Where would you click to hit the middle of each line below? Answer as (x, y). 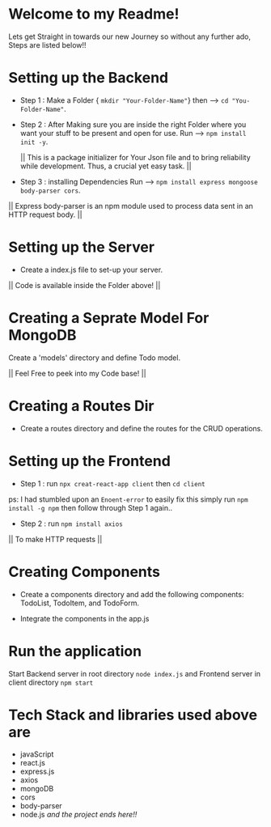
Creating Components (84, 572)
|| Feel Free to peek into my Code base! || (78, 373)
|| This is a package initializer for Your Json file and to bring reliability (135, 157)
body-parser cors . (50, 190)
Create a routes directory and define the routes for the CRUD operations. (141, 428)
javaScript (37, 754)
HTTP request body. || (45, 214)
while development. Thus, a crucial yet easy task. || (106, 166)
